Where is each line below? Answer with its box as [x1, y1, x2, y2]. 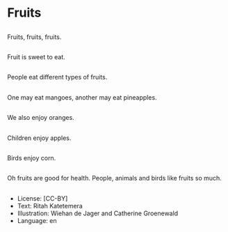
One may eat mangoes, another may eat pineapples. [7, 93, 158, 102]
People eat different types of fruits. [7, 73, 108, 82]
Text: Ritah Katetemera [17, 201, 83, 210]
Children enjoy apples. [7, 134, 72, 142]
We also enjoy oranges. [7, 114, 74, 122]
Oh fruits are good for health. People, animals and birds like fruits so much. [7, 174, 222, 183]
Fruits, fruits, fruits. [7, 33, 62, 41]
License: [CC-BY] [17, 194, 68, 203]
